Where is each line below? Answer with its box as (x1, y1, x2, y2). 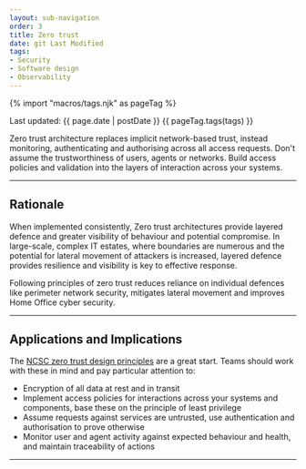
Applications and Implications (9, 331, 183, 347)
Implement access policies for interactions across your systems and (22, 393, 279, 403)
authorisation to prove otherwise (22, 422, 146, 433)
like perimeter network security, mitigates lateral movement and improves (9, 287, 285, 298)
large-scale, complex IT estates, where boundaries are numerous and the (9, 240, 285, 251)
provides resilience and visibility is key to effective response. (9, 260, 238, 270)
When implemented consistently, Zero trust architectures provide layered (9, 220, 284, 232)
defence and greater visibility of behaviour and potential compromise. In (9, 230, 280, 241)
